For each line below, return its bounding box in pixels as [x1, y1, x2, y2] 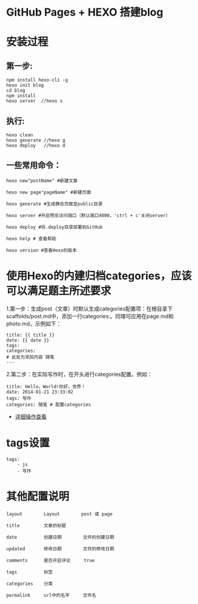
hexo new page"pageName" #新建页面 [6, 189, 92, 195]
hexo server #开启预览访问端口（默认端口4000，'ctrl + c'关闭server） [6, 212, 170, 219]
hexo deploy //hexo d [6, 143, 66, 149]
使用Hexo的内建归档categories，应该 [6, 269, 192, 282]
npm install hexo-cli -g [6, 77, 68, 83]
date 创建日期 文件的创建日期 [6, 534, 115, 540]
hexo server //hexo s [6, 98, 63, 104]
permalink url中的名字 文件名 [6, 592, 97, 598]
